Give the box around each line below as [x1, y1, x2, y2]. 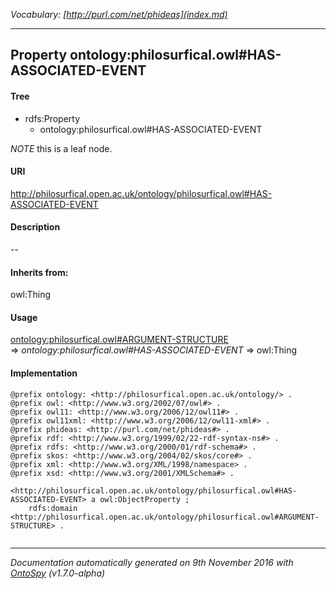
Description [10, 221, 61, 233]
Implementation [10, 367, 78, 379]
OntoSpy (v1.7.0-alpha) [10, 567, 106, 579]
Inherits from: [10, 266, 69, 278]
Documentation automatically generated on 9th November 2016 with [10, 556, 294, 568]
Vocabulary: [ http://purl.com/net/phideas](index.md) [10, 9, 228, 20]
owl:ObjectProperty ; [99, 494, 190, 504]
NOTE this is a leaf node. [10, 142, 113, 154]
